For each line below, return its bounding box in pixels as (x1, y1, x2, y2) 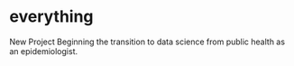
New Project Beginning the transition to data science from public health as (9, 36, 286, 47)
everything (9, 6, 94, 27)
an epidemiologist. (9, 45, 78, 56)
